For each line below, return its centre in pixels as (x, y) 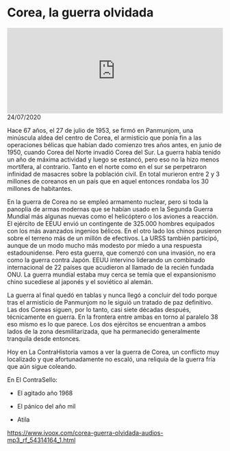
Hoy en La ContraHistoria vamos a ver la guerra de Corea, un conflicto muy (113, 352)
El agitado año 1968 (45, 393)
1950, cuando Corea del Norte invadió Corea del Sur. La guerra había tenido (114, 152)
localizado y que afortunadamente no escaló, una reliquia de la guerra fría (111, 359)
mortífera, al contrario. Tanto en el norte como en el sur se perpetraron (107, 166)
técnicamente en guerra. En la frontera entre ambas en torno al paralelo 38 (113, 317)
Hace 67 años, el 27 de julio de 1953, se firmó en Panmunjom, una (100, 130)
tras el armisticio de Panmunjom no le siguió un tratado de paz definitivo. (110, 302)
